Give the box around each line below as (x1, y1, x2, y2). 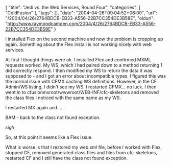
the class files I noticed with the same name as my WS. (5, 94, 121, 101)
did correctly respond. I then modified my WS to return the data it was (5, 67, 153, 74)
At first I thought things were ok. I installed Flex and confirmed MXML (5, 57, 152, 63)
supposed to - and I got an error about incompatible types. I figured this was (5, 73, 166, 79)
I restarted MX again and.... (5, 105, 63, 110)
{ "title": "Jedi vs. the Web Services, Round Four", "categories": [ (5, 5, 141, 10)
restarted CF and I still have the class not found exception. (5, 155, 128, 161)
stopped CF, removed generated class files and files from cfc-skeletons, (5, 150, 157, 155)
